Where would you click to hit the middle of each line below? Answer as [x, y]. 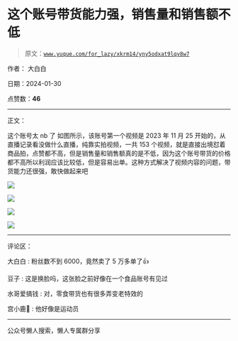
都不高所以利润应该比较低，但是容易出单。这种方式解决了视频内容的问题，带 [119, 162]
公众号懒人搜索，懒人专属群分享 [54, 330]
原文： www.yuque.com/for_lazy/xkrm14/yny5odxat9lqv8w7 [107, 53]
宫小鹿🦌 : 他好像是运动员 [43, 308]
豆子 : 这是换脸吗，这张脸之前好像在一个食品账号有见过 [87, 278]
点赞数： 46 [24, 98]
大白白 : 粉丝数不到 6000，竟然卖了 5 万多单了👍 [78, 261]
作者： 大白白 [27, 68]
